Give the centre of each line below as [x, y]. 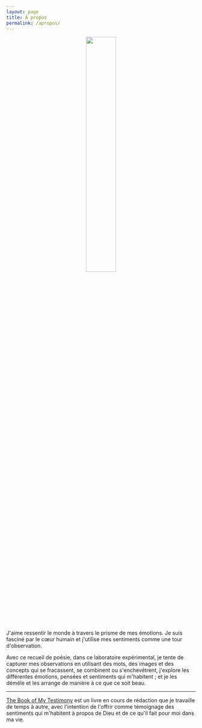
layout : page [23, 12]
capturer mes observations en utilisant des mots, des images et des [90, 664]
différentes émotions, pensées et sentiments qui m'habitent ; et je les [92, 677]
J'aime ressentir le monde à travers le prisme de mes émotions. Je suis [94, 633]
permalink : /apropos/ [33, 23]
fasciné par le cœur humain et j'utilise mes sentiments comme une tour [94, 639]
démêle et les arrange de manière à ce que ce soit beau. [76, 683]
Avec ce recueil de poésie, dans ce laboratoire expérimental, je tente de [95, 657]
